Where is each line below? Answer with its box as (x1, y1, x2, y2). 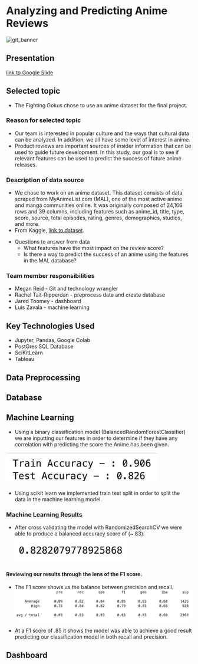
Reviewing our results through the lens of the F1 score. (6, 570, 143, 577)
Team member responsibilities (6, 272, 95, 280)
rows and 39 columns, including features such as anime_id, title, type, (14, 208, 184, 215)
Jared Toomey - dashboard (14, 298, 81, 305)
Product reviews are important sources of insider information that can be (14, 142, 192, 149)
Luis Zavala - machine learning (14, 304, 90, 311)
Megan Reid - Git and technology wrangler (14, 285, 118, 292)
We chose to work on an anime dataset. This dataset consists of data (14, 189, 183, 196)
